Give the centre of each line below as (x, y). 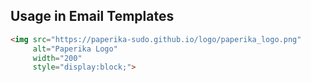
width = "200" (57, 58)
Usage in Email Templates (92, 16)
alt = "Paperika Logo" (75, 49)
